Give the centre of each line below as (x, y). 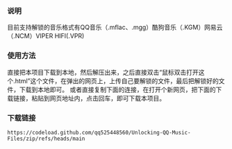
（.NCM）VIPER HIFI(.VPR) (46, 36)
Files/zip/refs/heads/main (46, 139)
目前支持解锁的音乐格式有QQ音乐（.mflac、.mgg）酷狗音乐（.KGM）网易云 (115, 27)
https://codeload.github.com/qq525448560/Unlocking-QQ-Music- (99, 132)
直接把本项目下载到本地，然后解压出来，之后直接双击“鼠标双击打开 (103, 72)
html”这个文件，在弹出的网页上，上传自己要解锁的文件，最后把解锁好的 (117, 80)
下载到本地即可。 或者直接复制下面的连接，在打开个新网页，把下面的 (117, 89)
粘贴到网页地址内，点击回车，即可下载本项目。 (98, 98)
